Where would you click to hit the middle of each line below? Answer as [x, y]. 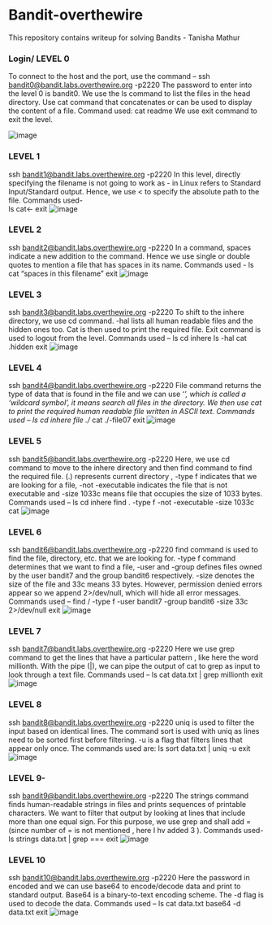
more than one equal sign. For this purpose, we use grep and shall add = [130, 821]
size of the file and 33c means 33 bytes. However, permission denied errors [135, 584]
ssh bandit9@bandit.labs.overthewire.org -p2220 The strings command [129, 796]
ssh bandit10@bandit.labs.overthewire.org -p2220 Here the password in [129, 878]
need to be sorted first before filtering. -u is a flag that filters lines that [125, 740]
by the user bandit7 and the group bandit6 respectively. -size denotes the [132, 576]
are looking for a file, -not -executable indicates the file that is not [118, 485]
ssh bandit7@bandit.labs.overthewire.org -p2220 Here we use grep [122, 649]
